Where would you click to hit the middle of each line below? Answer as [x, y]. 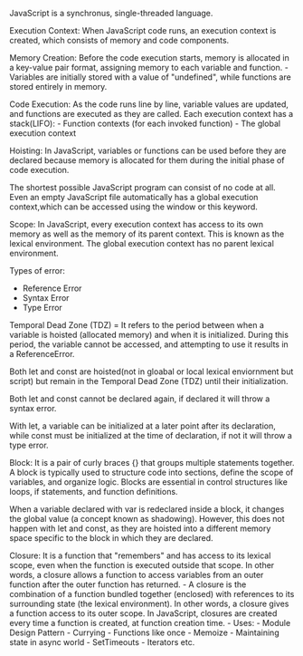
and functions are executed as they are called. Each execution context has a [151, 114]
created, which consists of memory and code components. [119, 40]
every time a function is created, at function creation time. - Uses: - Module [150, 623]
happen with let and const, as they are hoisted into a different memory [140, 528]
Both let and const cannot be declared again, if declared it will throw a [140, 399]
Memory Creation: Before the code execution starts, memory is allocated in [149, 58]
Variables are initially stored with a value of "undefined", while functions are [150, 77]
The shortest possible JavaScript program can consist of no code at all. [142, 188]
